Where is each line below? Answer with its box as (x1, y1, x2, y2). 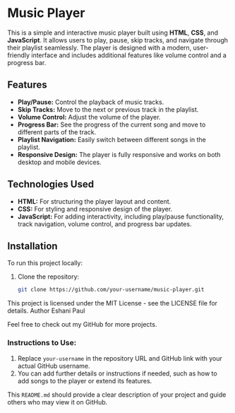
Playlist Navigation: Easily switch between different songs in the (17, 135, 207, 144)
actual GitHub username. (17, 361, 90, 370)
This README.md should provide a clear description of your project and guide (7, 390, 227, 399)
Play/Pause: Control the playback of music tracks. (17, 98, 164, 106)
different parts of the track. (17, 127, 97, 136)
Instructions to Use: (7, 338, 77, 348)
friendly (7, 51, 30, 59)
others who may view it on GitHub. (7, 397, 108, 406)
